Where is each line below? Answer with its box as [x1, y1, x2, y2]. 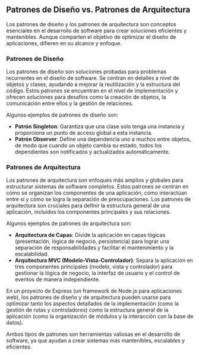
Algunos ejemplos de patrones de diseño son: [6, 112, 119, 119]
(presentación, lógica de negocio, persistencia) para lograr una [14, 238, 169, 245]
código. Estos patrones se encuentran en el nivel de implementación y [6, 87, 178, 94]
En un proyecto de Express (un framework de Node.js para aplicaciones [6, 288, 182, 295]
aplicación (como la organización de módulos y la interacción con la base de [6, 313, 194, 320]
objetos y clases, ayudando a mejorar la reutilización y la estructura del [6, 81, 181, 88]
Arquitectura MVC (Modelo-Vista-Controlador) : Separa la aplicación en [14, 257, 193, 264]
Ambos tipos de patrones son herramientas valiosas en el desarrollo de [6, 331, 181, 338]
